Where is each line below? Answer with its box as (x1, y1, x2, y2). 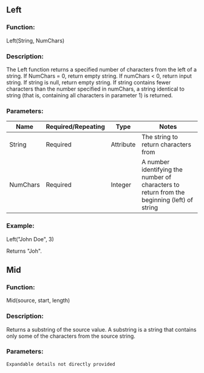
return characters (141, 140, 191, 149)
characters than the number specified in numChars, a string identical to (6, 85, 185, 92)
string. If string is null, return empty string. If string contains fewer (6, 78, 171, 86)
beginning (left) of (141, 196, 193, 204)
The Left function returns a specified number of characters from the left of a (6, 66, 197, 73)
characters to (141, 180, 180, 189)
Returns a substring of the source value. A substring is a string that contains (6, 326, 197, 333)
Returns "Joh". (6, 247, 42, 255)
